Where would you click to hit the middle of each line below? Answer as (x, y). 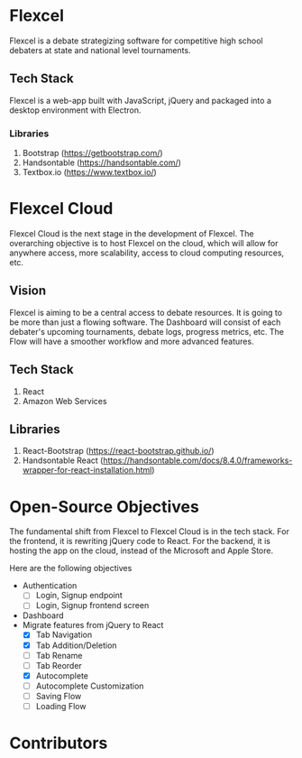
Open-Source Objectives (105, 507)
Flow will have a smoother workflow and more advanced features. (132, 341)
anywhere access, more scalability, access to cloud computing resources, (147, 253)
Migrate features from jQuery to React (93, 625)
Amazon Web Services (64, 401)
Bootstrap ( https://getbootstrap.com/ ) (93, 153)
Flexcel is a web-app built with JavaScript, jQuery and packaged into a (141, 100)
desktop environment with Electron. (75, 110)
